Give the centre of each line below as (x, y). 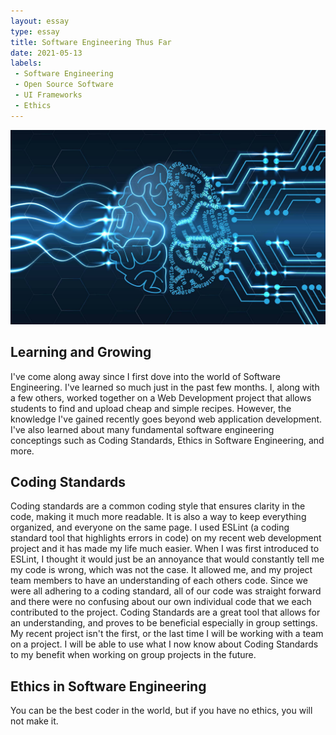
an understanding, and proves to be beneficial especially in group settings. (164, 623)
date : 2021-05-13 (46, 53)
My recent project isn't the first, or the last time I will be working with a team (167, 634)
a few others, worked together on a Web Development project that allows (161, 397)
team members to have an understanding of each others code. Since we (159, 581)
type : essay (35, 31)
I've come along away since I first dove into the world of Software (145, 376)
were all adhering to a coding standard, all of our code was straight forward (166, 591)
